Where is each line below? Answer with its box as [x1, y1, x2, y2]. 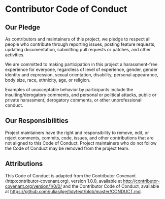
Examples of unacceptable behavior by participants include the [5, 87, 133, 92]
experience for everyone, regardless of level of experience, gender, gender [5, 66, 158, 72]
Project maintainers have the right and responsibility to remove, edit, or [5, 130, 149, 135]
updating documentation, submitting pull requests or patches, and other [5, 47, 151, 52]
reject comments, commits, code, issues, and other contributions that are [5, 134, 154, 141]
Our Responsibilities [5, 117, 69, 125]
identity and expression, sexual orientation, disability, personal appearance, [5, 72, 159, 77]
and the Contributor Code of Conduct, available [63, 183, 159, 189]
